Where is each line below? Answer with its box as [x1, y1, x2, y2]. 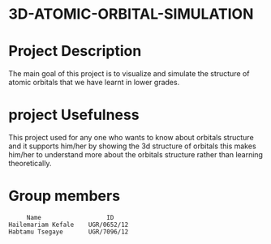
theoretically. [8, 159, 52, 169]
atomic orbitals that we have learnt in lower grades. [8, 78, 180, 88]
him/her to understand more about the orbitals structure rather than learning [8, 150, 264, 160]
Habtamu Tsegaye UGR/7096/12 [8, 228, 129, 236]
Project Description [8, 42, 142, 61]
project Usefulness [8, 106, 140, 124]
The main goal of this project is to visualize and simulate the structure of [8, 69, 250, 79]
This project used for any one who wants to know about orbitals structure [8, 133, 254, 143]
